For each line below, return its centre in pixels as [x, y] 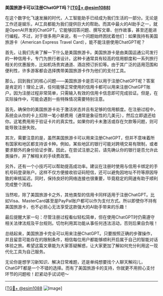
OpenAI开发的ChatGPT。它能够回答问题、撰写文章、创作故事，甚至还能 [81, 30]
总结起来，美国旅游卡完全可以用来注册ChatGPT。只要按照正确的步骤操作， [80, 234]
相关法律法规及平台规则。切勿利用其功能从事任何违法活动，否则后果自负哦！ [81, 223]
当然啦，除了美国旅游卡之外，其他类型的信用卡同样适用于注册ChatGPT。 [78, 195]
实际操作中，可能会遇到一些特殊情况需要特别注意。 [56, 99]
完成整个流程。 [20, 184]
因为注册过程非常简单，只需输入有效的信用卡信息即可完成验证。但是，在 [86, 93]
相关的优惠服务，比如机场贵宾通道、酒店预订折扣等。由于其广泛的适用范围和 [81, 64]
